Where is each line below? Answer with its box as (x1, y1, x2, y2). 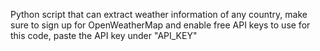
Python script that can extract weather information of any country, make (10, 9, 308, 20)
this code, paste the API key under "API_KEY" (10, 30, 198, 41)
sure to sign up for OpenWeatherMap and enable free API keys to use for (10, 19, 311, 31)
